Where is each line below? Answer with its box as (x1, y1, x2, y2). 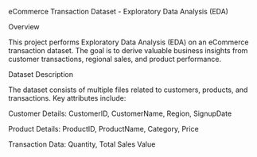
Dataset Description (8, 70, 74, 78)
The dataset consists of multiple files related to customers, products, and (8, 85, 248, 94)
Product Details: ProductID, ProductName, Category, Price (8, 124, 199, 133)
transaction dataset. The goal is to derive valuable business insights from (8, 46, 248, 55)
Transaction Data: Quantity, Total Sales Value (8, 140, 156, 149)
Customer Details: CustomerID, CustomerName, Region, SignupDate (8, 109, 232, 118)
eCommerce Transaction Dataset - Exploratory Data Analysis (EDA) (8, 7, 229, 16)
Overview (8, 22, 40, 31)
